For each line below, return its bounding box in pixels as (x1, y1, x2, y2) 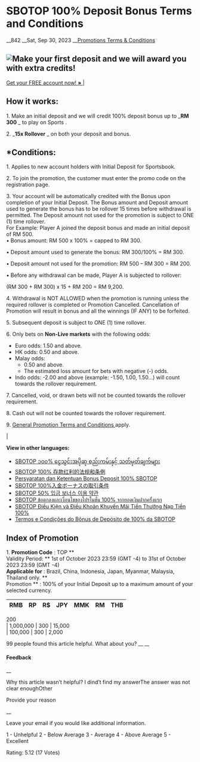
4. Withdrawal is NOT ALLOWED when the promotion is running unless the (6, 295, 189, 302)
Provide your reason (6, 696, 56, 704)
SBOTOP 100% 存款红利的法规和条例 (14, 468, 106, 476)
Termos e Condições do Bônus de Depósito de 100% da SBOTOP (14, 516, 176, 523)
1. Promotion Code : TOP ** (6, 549, 75, 556)
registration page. (6, 181, 50, 189)
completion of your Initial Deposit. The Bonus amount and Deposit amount (6, 199, 188, 206)
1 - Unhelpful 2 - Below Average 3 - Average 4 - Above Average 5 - (6, 731, 171, 738)
